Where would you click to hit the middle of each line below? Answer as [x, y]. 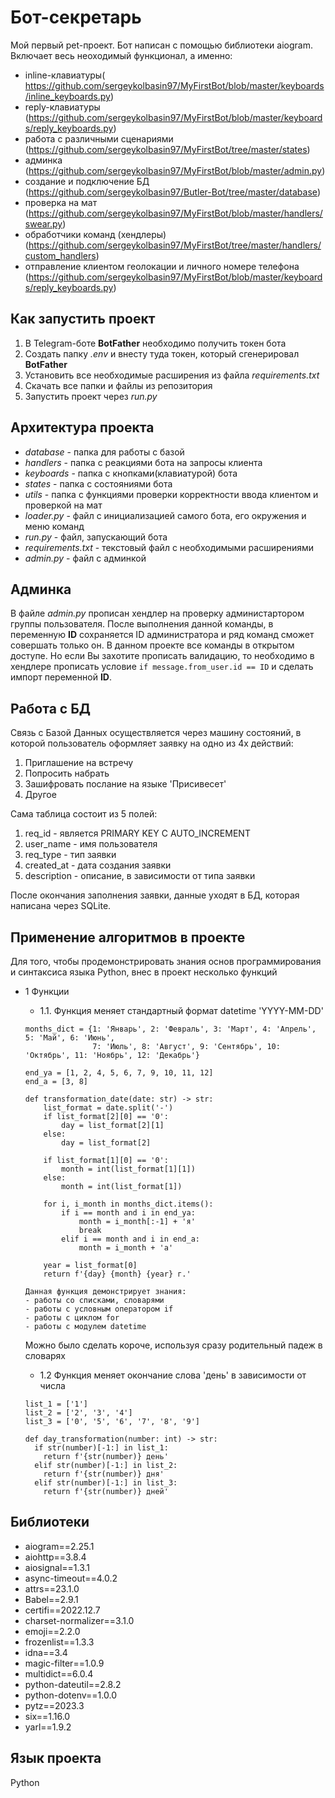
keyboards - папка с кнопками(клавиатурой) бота [131, 473]
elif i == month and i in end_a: [130, 1239]
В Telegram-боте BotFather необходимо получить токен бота [155, 343]
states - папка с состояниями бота [98, 483]
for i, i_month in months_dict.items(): [128, 1204]
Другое [40, 795]
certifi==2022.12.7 [62, 1610]
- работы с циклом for [72, 1318]
